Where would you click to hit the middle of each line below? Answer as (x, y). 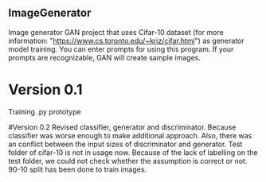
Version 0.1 (45, 90)
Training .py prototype (45, 111)
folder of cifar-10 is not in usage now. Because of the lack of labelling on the (133, 152)
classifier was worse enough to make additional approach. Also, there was (130, 135)
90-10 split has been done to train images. (78, 169)
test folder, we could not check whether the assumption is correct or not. (128, 161)
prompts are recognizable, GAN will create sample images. (104, 57)
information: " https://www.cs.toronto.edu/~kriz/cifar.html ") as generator (126, 41)
